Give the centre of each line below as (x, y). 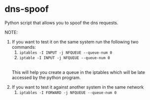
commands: (24, 47)
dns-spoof (27, 9)
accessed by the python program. (46, 77)
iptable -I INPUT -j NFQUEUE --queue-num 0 (65, 58)
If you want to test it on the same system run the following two (75, 42)
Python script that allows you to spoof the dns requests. (62, 23)
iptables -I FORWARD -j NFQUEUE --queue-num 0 (68, 93)
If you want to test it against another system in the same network (78, 87)
